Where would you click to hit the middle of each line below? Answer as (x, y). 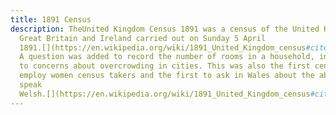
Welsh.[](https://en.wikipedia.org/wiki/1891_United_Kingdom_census (165, 94)
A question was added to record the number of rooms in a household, (167, 57)
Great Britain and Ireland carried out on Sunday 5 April (143, 38)
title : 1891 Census (51, 19)
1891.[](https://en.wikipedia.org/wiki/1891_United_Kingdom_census (163, 47)
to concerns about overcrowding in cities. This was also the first (165, 66)
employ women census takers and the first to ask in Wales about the (167, 76)
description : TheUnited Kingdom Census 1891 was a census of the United (165, 29)
